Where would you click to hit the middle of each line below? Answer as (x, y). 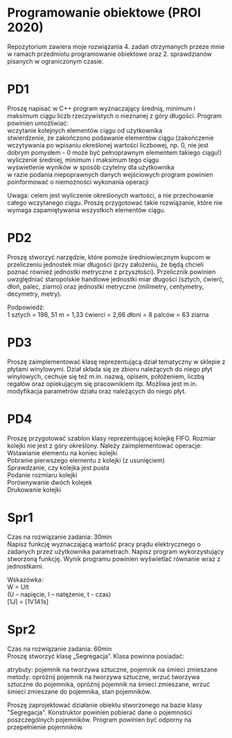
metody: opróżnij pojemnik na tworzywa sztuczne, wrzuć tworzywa (104, 676)
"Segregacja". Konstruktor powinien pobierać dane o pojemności (100, 712)
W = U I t (18, 587)
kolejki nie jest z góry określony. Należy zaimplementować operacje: (105, 445)
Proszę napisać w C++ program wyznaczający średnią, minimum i (101, 108)
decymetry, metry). (35, 294)
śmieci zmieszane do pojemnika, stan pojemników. (79, 691)
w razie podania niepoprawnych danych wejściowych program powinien (110, 174)
